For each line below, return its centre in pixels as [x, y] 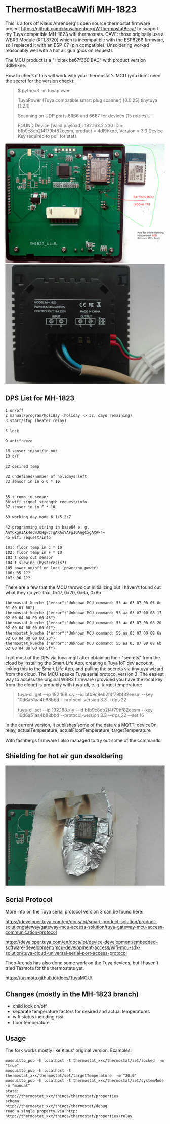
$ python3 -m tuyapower [44, 90]
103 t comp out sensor [29, 557]
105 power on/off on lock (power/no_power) [52, 568]
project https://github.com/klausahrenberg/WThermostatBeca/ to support [82, 28]
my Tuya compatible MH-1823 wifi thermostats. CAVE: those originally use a [85, 34]
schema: [13, 1101]
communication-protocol [31, 932]
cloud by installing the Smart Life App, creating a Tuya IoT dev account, [80, 663]
